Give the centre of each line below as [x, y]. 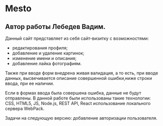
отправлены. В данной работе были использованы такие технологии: [78, 98]
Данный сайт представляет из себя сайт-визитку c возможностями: [77, 38]
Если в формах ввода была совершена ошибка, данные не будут [73, 93]
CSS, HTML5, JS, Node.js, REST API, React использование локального [78, 103]
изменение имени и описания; [44, 58]
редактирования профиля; [40, 48]
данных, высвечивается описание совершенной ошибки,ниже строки [79, 78]
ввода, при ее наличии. [30, 83]
